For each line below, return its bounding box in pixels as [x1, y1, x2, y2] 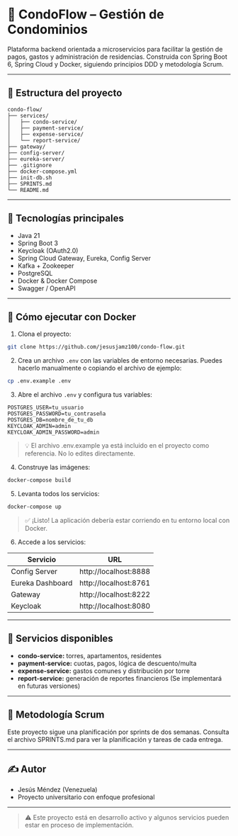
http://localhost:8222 [79, 589, 151, 599]
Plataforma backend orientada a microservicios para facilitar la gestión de [7, 45, 223, 53]
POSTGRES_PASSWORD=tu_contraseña [7, 410, 106, 417]
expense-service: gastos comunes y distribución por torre [17, 666, 190, 675]
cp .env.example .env [7, 378, 72, 385]
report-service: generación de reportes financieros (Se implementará [17, 674, 222, 682]
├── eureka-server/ [7, 155, 65, 162]
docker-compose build [7, 477, 72, 484]
